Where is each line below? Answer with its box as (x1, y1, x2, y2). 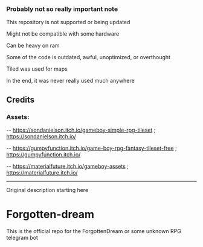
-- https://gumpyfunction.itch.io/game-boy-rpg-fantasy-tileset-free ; (6, 144, 177, 152)
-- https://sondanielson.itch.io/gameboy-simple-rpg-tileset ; (6, 126, 156, 133)
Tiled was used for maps (6, 65, 68, 72)
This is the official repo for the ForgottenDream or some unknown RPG (6, 227, 181, 234)
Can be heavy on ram (6, 42, 60, 50)
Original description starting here (6, 186, 89, 193)
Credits (6, 94, 35, 104)
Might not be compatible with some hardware (6, 30, 120, 37)
